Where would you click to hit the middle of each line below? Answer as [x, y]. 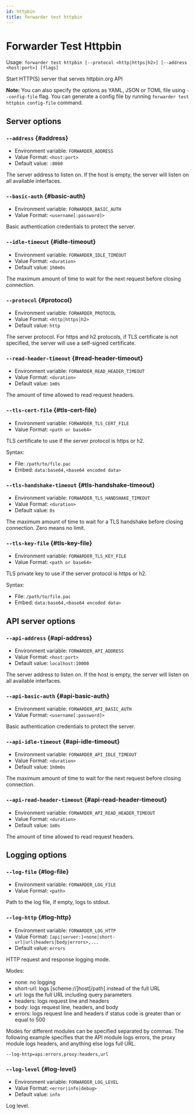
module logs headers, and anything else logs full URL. [71, 1043]
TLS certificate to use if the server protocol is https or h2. [75, 440]
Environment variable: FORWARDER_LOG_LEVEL [66, 1082]
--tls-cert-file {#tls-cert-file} [52, 410]
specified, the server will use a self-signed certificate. [71, 343]
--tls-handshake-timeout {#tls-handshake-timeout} [81, 485]
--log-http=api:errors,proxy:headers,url [57, 1054]
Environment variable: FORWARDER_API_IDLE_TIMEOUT [76, 755]
